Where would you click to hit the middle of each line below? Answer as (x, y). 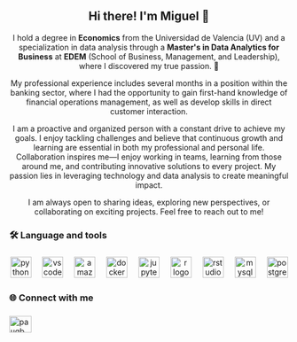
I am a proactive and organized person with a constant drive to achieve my (149, 128)
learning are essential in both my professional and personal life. (149, 147)
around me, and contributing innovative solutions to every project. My (149, 166)
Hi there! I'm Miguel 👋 (149, 16)
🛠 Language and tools (59, 235)
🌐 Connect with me (51, 298)
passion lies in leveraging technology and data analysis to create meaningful (149, 175)
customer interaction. (149, 111)
